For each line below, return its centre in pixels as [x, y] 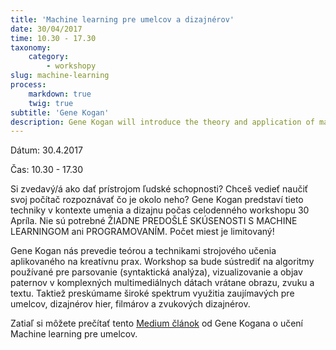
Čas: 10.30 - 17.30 [47, 170]
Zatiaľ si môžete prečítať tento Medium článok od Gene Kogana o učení [157, 323]
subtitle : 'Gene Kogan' [60, 112]
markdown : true [60, 94]
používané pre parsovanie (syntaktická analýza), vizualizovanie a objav [156, 272]
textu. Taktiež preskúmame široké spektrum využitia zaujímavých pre [152, 293]
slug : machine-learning [60, 76]
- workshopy [71, 66]
